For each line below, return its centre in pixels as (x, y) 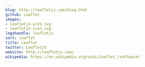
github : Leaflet (22, 15)
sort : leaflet (20, 38)
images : (14, 19)
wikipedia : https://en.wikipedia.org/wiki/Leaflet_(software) (73, 57)
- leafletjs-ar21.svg (28, 24)
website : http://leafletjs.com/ (40, 52)
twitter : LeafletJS (26, 47)
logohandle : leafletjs (29, 33)
